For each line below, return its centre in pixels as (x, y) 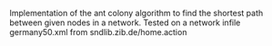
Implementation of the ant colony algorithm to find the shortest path (136, 13)
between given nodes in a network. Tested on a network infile (125, 23)
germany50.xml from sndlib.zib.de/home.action (98, 32)
